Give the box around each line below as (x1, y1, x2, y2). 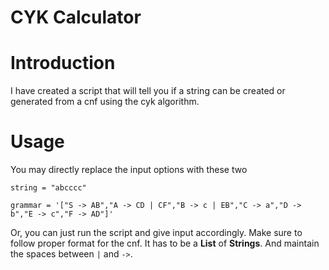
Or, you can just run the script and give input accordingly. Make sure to (10, 227, 303, 239)
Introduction (10, 52, 116, 75)
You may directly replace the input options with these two (10, 164, 248, 176)
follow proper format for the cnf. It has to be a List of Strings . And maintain (10, 237, 320, 250)
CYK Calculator (10, 6, 142, 29)
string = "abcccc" (10, 183, 87, 193)
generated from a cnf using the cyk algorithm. (10, 96, 200, 108)
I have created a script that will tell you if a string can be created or (10, 85, 286, 97)
